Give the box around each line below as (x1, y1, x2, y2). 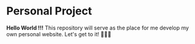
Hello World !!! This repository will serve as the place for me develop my (6, 24, 189, 31)
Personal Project (6, 4, 92, 18)
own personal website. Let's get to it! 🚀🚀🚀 (6, 30, 112, 37)
